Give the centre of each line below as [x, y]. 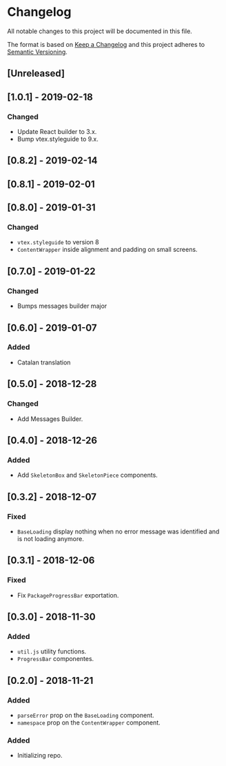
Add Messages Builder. [50, 419]
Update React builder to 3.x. [57, 132]
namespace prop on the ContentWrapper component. [89, 723]
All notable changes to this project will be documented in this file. [100, 31]
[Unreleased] [36, 73]
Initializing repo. [40, 756]
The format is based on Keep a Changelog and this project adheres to [106, 44]
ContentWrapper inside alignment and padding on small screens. [107, 250]
